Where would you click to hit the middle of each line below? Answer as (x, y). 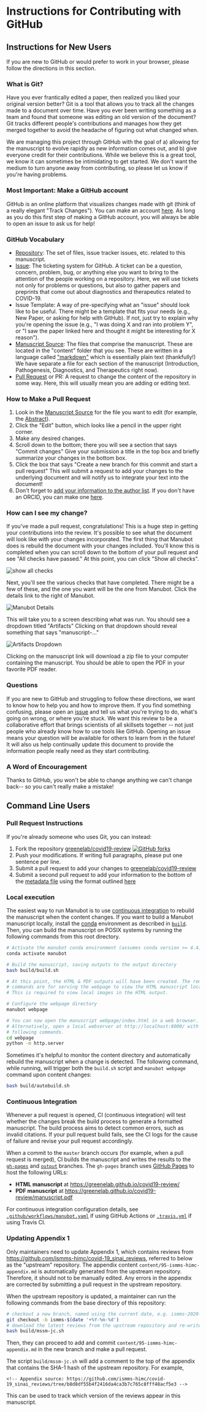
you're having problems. (37, 175)
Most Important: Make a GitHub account (67, 190)
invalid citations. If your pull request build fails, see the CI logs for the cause (102, 1135)
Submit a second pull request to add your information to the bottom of (104, 874)
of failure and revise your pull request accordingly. (70, 1141)
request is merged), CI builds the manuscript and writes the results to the (99, 1159)
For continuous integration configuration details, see (72, 1209)
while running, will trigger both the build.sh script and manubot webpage (96, 1068)
